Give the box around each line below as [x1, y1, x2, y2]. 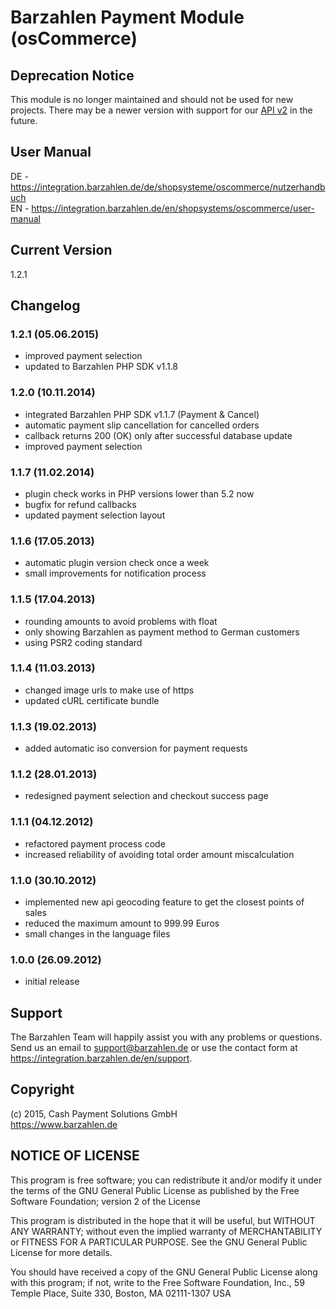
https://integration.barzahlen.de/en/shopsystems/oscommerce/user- [31, 202, 315, 214]
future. [10, 115, 38, 126]
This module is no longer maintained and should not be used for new [10, 94, 294, 105]
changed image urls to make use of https [24, 684, 195, 696]
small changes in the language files [24, 927, 171, 940]
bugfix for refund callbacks [24, 498, 137, 510]
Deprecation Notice [10, 67, 135, 84]
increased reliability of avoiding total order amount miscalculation [24, 848, 295, 860]
